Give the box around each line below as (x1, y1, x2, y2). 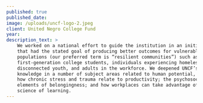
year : (6, 32, 20, 38)
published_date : (6, 15, 47, 21)
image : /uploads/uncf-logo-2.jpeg (6, 20, 94, 26)
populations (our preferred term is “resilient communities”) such (17, 54, 190, 60)
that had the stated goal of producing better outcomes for (17, 48, 172, 55)
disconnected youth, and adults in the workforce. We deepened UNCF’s (17, 65, 199, 71)
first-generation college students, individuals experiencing (17, 59, 177, 65)
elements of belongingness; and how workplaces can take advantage (17, 82, 190, 88)
